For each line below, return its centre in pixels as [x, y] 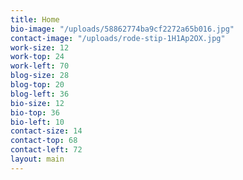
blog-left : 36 [40, 94]
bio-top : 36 [35, 112]
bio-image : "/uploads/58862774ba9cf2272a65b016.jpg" [122, 29]
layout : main [37, 159]
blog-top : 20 [37, 85]
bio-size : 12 [37, 103]
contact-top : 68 [44, 141]
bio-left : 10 [37, 122]
